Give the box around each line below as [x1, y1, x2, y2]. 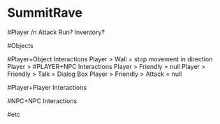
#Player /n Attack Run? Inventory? [7, 28, 105, 36]
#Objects [7, 41, 34, 49]
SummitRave [7, 5, 82, 21]
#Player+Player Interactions [7, 83, 87, 91]
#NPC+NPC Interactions [7, 96, 78, 105]
